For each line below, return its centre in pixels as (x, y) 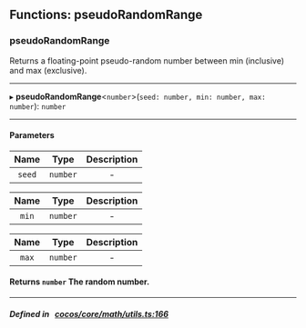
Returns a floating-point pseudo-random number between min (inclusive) (147, 60)
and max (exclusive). (48, 70)
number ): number (38, 106)
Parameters (32, 135)
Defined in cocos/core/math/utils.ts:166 (89, 313)
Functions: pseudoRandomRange (106, 15)
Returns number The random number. (80, 282)
